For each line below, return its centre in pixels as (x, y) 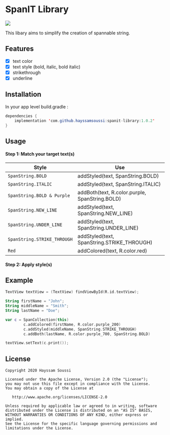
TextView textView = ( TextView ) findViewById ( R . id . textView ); (72, 292)
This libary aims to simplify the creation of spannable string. (68, 33)
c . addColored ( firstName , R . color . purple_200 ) (72, 324)
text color (23, 61)
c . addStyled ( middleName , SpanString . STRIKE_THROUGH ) (80, 329)
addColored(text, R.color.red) (113, 251)
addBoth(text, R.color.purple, (112, 193)
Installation (23, 95)
